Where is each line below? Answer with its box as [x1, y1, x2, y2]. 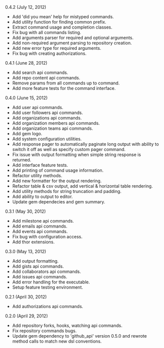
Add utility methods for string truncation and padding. [12, 189, 122, 194]
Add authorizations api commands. [12, 304, 84, 309]
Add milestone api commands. [12, 218, 74, 224]
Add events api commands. [12, 229, 68, 234]
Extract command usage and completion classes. [12, 24, 112, 30]
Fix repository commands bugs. [12, 328, 77, 334]
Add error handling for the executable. [12, 279, 90, 285]
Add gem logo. [12, 131, 43, 136]
